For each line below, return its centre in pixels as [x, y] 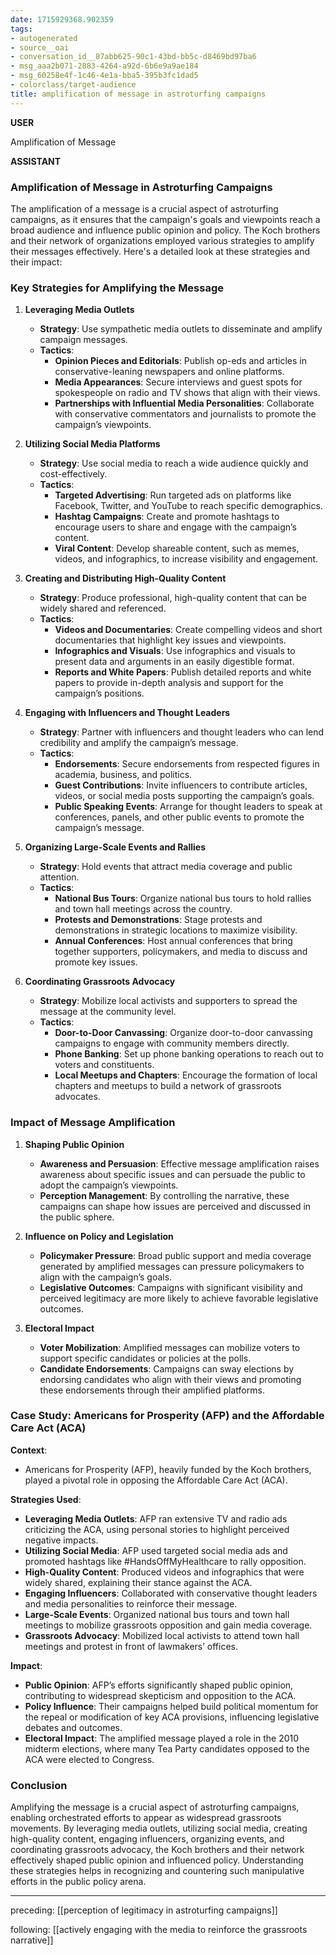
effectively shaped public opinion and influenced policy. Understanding [157, 1860]
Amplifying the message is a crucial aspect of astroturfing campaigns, [155, 1807]
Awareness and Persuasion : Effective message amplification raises [179, 1163]
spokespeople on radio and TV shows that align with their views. [187, 393]
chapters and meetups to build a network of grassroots [168, 1086]
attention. [59, 877]
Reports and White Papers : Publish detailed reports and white [183, 672]
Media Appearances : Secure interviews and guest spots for [178, 382]
